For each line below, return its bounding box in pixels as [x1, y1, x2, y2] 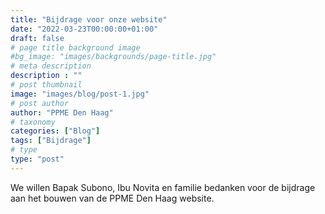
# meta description [10, 61, 92, 71]
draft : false [10, 33, 65, 43]
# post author [10, 98, 70, 108]
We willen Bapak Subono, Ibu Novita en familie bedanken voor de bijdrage [10, 181, 316, 193]
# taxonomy [10, 117, 56, 127]
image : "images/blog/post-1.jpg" [10, 89, 150, 99]
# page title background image [10, 42, 141, 53]
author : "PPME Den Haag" [10, 107, 114, 118]
